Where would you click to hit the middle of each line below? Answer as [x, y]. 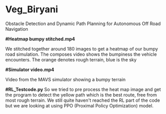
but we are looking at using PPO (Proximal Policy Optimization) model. [79, 105]
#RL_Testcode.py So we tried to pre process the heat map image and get [83, 89]
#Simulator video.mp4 [30, 70]
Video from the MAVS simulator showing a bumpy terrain [66, 79]
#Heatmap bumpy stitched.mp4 [40, 39]
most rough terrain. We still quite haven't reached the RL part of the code [83, 100]
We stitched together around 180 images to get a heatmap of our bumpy [82, 49]
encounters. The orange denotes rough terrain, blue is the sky [71, 59]
